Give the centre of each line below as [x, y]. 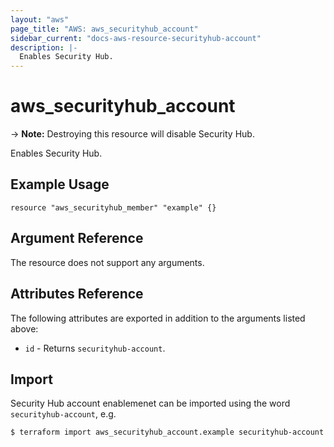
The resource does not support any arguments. [107, 262]
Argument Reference [77, 238]
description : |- [44, 47]
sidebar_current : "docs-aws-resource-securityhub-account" [136, 38]
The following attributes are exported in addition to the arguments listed [158, 318]
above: [24, 328]
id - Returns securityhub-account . [95, 348]
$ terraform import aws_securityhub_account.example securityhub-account [167, 432]
